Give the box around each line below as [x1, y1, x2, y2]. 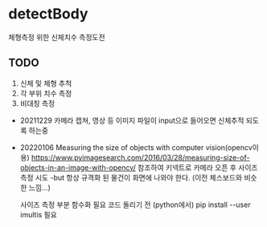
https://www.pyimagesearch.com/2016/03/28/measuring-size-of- [31, 152, 250, 162]
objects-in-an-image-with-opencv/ [19, 162, 137, 172]
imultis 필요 [19, 209, 58, 219]
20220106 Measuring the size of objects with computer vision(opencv [19, 142, 253, 152]
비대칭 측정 [19, 98, 55, 108]
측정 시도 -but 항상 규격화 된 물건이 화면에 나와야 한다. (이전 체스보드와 [19, 172, 243, 182]
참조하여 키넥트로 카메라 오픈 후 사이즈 [138, 162, 258, 172]
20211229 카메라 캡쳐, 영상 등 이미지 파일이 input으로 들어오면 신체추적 [19, 116, 244, 125]
